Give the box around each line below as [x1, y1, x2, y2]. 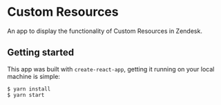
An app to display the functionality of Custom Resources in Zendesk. [7, 27, 202, 35]
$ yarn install [7, 85, 51, 93]
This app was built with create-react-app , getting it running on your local [7, 65, 215, 73]
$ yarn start [7, 91, 45, 98]
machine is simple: [7, 72, 61, 80]
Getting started [7, 47, 75, 58]
